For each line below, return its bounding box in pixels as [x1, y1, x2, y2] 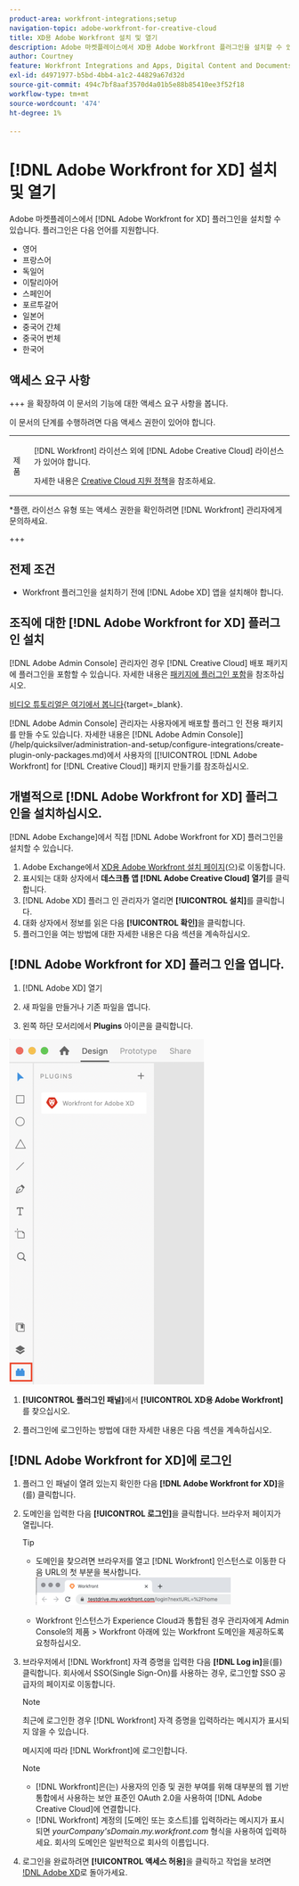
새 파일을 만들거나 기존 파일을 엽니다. [21, 1001, 151, 1012]
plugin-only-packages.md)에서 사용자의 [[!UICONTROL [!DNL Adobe [9, 749, 258, 760]
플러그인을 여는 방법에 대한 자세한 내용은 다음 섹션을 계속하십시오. [21, 928, 251, 939]
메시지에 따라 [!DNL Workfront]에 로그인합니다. [21, 1745, 188, 1756]
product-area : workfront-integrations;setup [9, 14, 177, 23]
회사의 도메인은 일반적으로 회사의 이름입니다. [54, 1837, 209, 1848]
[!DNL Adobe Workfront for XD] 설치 [9, 161, 278, 180]
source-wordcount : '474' [9, 99, 101, 108]
